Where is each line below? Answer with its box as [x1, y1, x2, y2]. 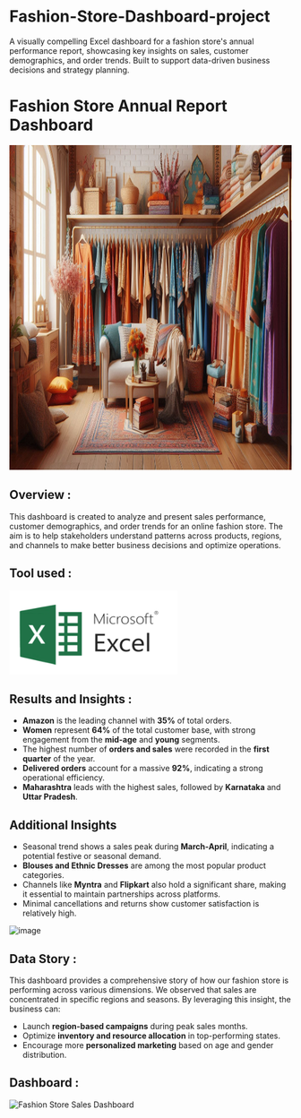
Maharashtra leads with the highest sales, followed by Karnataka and [21, 782, 281, 793]
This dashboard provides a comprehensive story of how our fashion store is [9, 975, 289, 985]
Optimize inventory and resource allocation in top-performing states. [21, 1030, 280, 1041]
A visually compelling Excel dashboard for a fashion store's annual [9, 36, 254, 47]
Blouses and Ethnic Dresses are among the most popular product [21, 860, 267, 871]
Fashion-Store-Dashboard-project [9, 6, 271, 27]
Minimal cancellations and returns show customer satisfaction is [21, 899, 260, 909]
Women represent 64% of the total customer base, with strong [21, 725, 256, 735]
